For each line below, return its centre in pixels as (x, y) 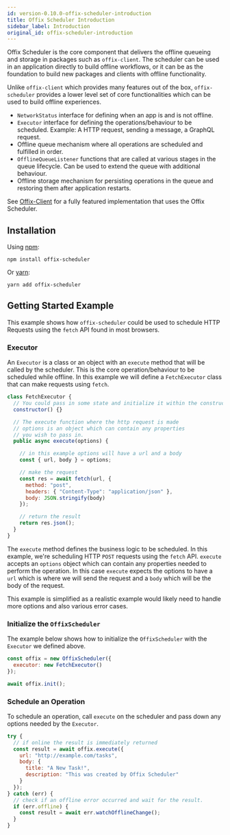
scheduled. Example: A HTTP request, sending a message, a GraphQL (116, 130)
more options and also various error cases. (68, 606)
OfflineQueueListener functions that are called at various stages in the (116, 159)
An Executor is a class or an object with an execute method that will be (106, 363)
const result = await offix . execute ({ (69, 749)
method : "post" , (48, 485)
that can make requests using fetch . (58, 385)
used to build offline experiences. (54, 102)
